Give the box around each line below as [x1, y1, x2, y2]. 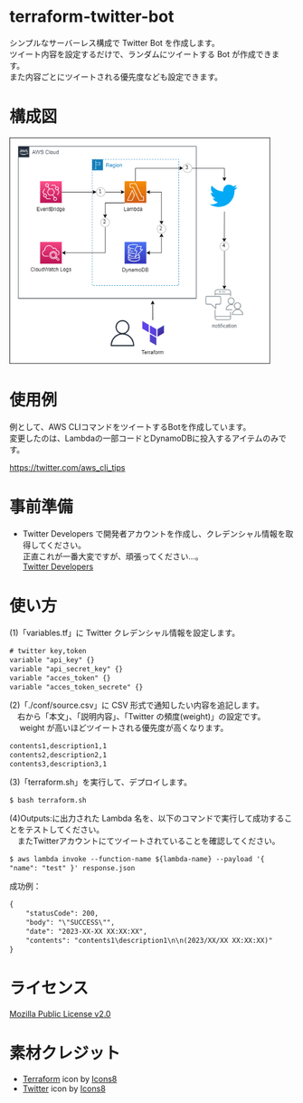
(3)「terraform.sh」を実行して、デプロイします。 [9, 776, 193, 787]
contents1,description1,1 [9, 741, 107, 750]
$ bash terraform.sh [9, 795, 88, 804]
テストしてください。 [24, 823, 105, 834]
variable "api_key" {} [9, 655, 95, 664]
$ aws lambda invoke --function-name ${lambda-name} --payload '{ [9, 854, 265, 863]
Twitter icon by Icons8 [22, 1083, 106, 1094]
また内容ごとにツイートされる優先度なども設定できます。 [9, 71, 223, 82]
